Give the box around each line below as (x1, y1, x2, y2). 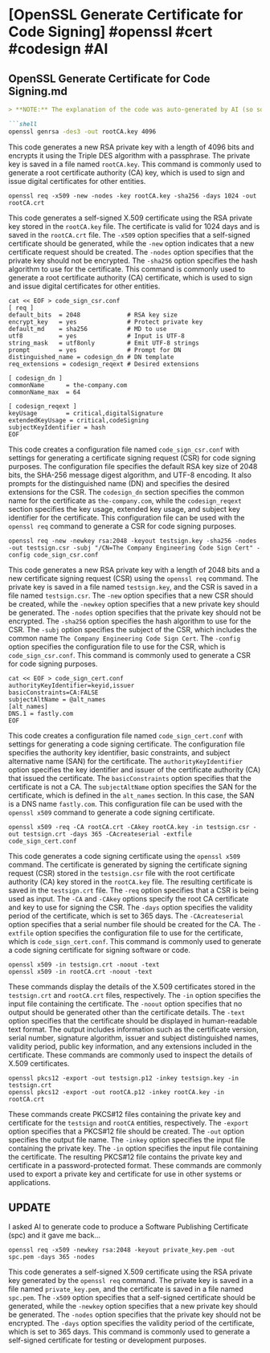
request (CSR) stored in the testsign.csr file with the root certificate (8, 868, 235, 877)
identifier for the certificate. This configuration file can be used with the (8, 513, 245, 522)
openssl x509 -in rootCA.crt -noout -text (8, 967, 153, 975)
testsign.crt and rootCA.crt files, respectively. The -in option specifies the (8, 990, 261, 999)
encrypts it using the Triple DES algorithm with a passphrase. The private (8, 150, 251, 160)
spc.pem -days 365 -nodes (8, 1253, 95, 1261)
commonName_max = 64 (8, 388, 81, 396)
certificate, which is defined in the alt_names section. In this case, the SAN (8, 790, 255, 800)
